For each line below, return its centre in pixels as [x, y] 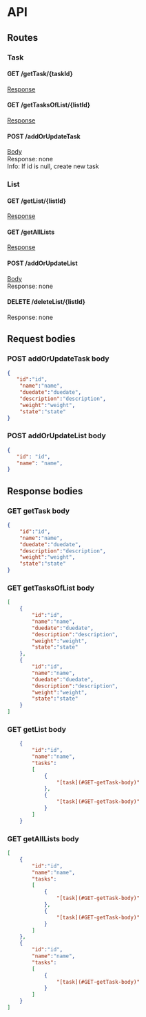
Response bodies [45, 491]
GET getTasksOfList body [51, 588]
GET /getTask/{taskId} [40, 74]
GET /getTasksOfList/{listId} [49, 105]
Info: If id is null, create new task [53, 166]
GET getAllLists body [43, 838]
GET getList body [37, 729]
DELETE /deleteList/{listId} [46, 302]
